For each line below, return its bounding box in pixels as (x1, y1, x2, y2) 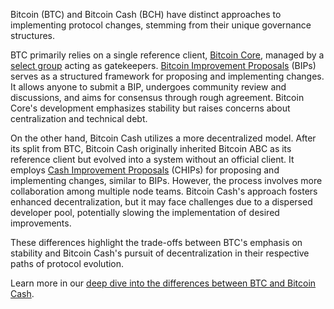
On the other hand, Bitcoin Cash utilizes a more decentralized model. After (10, 132, 317, 144)
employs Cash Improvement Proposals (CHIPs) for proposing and (10, 164, 280, 176)
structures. (10, 30, 55, 41)
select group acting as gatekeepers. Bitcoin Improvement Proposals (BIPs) (10, 60, 317, 71)
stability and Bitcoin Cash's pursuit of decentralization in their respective (10, 247, 310, 259)
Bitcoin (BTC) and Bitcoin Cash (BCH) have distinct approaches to (10, 9, 282, 20)
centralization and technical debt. (10, 113, 148, 124)
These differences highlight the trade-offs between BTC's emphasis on (10, 237, 303, 248)
